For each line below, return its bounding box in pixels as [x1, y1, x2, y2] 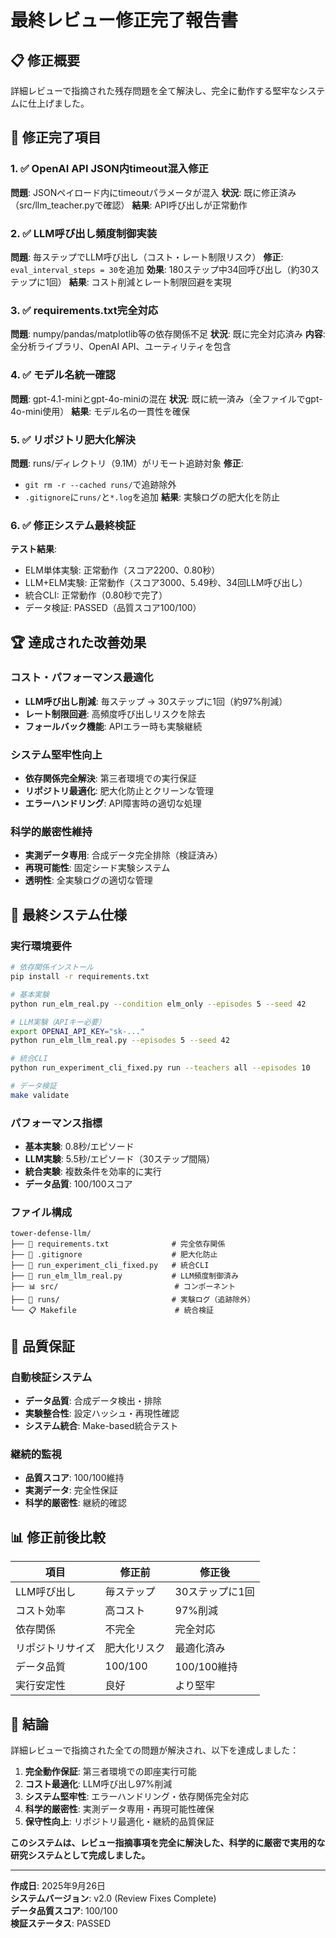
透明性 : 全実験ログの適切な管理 [24, 874, 153, 886]
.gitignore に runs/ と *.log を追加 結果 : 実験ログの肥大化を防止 [24, 491, 280, 503]
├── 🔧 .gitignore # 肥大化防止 [10, 1250, 218, 1260]
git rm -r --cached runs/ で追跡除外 [24, 478, 177, 490]
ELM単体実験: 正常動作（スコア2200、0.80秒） [24, 564, 221, 576]
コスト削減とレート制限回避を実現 [91, 276, 232, 288]
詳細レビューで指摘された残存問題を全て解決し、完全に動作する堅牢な [10, 85, 300, 96]
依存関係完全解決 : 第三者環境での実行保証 [24, 772, 197, 785]
